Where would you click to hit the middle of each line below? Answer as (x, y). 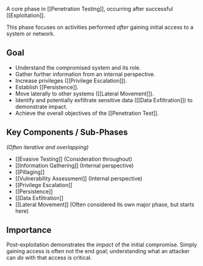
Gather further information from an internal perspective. (85, 74)
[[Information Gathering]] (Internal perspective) (74, 165)
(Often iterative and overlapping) (48, 147)
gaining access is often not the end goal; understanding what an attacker (98, 251)
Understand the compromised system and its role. (78, 67)
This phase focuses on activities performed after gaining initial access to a (100, 27)
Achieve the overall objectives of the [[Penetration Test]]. (87, 113)
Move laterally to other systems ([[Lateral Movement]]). (84, 94)
